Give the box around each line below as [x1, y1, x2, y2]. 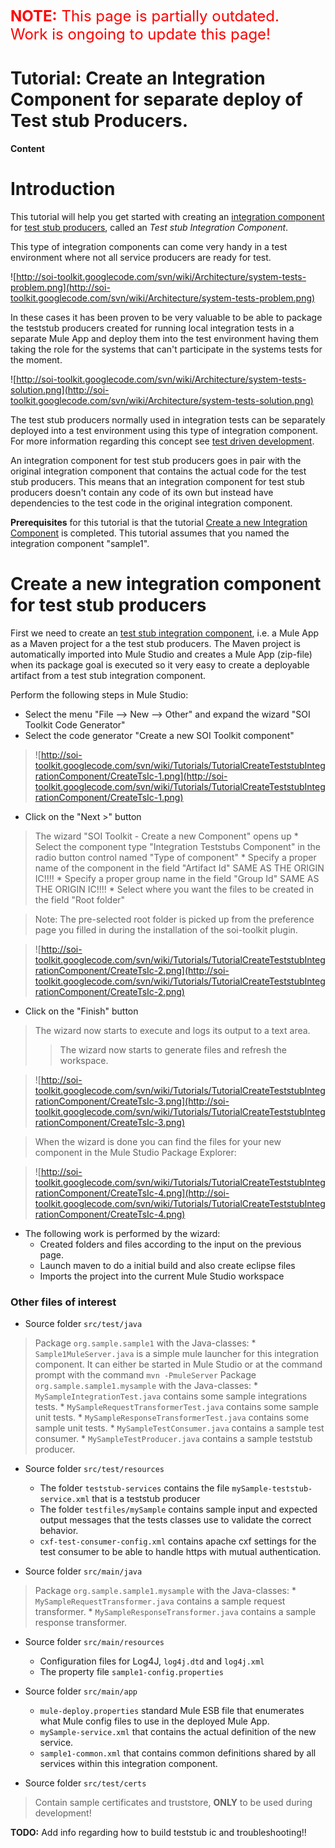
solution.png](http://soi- [10, 383, 110, 396]
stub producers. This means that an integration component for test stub [10, 475, 305, 487]
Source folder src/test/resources [24, 1463, 165, 1475]
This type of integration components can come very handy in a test [10, 240, 288, 252]
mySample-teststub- [231, 1484, 313, 1494]
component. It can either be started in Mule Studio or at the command [34, 1358, 323, 1371]
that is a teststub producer [91, 1493, 201, 1505]
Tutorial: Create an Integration [10, 67, 266, 90]
